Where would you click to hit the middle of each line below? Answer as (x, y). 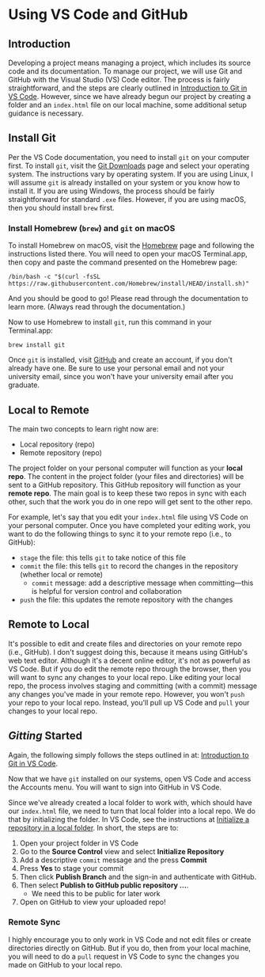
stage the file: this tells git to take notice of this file (102, 557)
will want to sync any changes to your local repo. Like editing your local (125, 677)
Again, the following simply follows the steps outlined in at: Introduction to (129, 755)
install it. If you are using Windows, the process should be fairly (112, 191)
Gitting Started (45, 736)
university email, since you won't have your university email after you (121, 377)
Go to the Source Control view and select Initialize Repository (122, 851)
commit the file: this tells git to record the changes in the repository (129, 566)
